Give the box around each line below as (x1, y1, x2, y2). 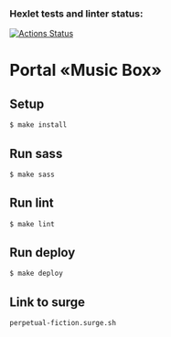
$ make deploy (9, 269, 64, 279)
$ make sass (9, 170, 55, 179)
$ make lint (9, 219, 55, 228)
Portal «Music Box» (9, 60, 163, 80)
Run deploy (9, 245, 76, 260)
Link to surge (9, 294, 85, 310)
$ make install (9, 121, 68, 130)
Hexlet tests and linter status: (9, 7, 144, 20)
